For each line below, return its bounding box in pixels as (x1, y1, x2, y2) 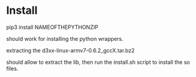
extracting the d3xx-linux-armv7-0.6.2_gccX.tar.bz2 (6, 46, 135, 54)
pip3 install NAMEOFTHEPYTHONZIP (6, 23, 99, 31)
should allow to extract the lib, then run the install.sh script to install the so (6, 58, 191, 66)
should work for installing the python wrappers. (6, 35, 124, 42)
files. (6, 64, 19, 72)
